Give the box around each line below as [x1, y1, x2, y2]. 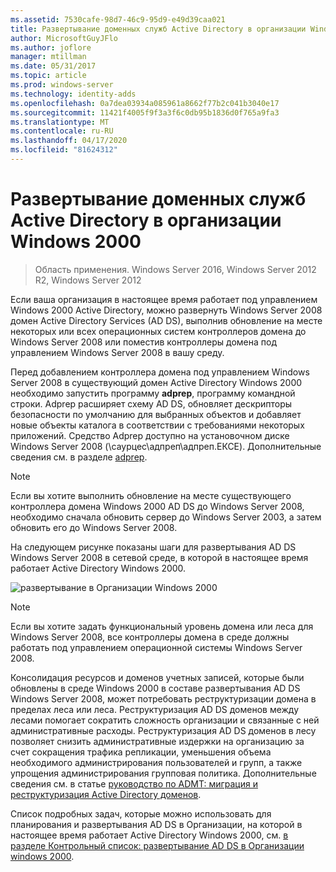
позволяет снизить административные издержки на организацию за [10, 735, 305, 747]
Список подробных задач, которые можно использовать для [10, 807, 272, 820]
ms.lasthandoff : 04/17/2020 [10, 136, 128, 146]
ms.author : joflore [10, 42, 92, 53]
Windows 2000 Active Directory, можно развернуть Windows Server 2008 [10, 304, 323, 316]
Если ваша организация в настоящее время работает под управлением [10, 293, 318, 305]
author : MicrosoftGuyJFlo [10, 33, 118, 43]
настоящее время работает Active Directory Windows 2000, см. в [10, 829, 289, 841]
